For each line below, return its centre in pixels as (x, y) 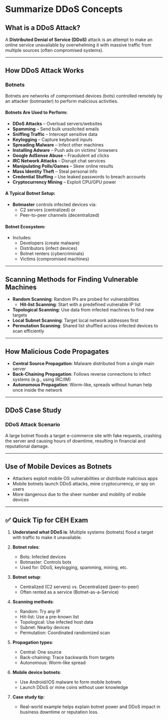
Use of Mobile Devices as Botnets (58, 466)
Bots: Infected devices (43, 557)
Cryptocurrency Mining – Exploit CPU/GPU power (64, 182)
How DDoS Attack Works (44, 71)
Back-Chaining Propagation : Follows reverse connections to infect (81, 374)
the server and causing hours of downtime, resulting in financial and (75, 441)
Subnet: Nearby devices (45, 628)
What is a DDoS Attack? (43, 28)
